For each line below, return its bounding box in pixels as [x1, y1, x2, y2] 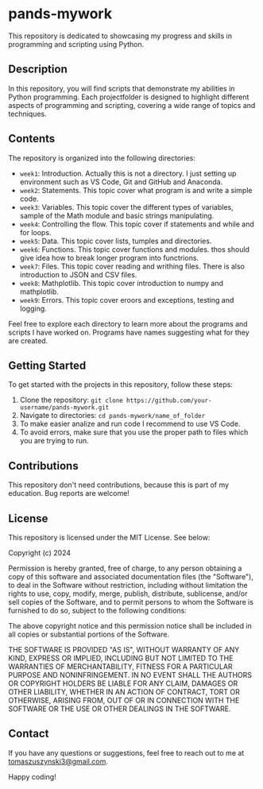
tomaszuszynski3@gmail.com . [8, 756, 109, 766]
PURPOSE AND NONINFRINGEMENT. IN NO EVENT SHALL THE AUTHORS [8, 671, 253, 679]
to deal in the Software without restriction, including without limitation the [8, 581, 248, 590]
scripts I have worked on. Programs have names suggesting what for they [8, 327, 250, 337]
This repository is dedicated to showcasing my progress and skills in [8, 31, 233, 41]
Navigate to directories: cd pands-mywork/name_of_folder [19, 411, 206, 420]
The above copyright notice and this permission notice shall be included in [8, 621, 252, 630]
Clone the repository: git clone [19, 395, 123, 405]
